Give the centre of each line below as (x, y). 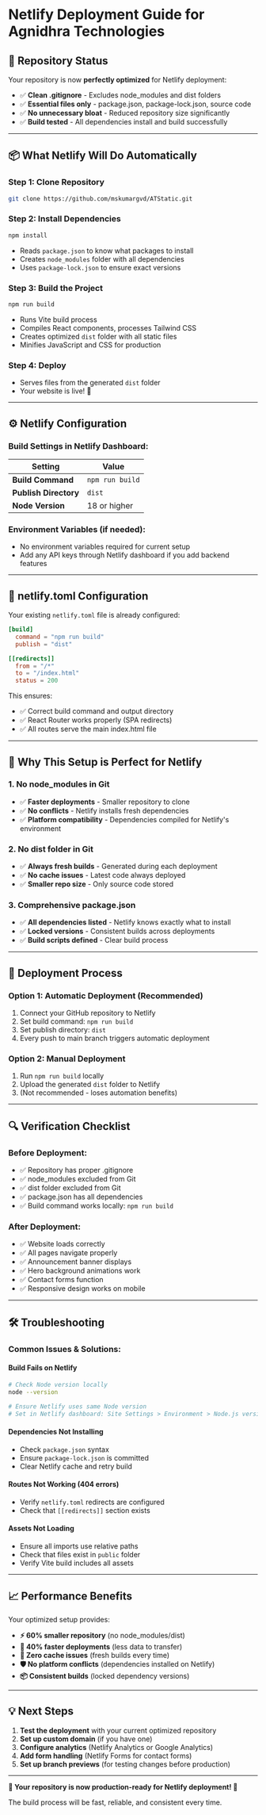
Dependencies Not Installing (56, 1431)
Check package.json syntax (64, 1449)
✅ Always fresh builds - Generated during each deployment (118, 867)
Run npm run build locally (62, 1076)
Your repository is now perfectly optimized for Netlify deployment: (118, 80)
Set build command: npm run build (76, 1021)
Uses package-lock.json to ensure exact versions (100, 267)
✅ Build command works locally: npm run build (97, 1206)
